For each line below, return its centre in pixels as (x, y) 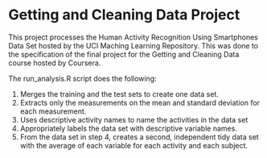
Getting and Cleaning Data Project (124, 15)
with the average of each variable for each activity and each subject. (133, 145)
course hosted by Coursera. (55, 63)
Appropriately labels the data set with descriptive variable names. (128, 128)
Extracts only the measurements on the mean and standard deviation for (140, 102)
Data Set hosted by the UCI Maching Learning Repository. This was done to (133, 45)
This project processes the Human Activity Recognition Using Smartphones (133, 37)
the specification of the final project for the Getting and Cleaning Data (124, 54)
